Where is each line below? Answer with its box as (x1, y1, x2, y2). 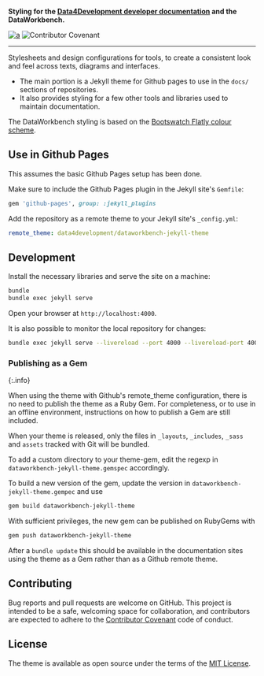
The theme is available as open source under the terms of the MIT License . (8, 658, 251, 668)
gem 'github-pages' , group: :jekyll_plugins (8, 199, 156, 207)
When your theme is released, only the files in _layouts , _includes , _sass (8, 431, 244, 440)
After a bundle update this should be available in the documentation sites (8, 546, 244, 555)
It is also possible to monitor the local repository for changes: (8, 324, 207, 333)
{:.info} (8, 376, 31, 385)
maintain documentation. (19, 102, 101, 111)
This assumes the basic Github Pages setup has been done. (8, 169, 203, 178)
